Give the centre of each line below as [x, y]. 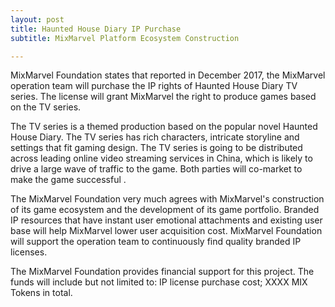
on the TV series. [46, 107]
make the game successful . [68, 180]
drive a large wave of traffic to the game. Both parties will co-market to [156, 169]
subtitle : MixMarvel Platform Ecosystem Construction [125, 38]
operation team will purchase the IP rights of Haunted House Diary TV [154, 86]
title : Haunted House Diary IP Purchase [96, 29]
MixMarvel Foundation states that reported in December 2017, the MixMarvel [168, 75]
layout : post [37, 19]
